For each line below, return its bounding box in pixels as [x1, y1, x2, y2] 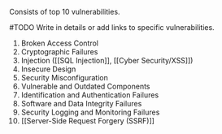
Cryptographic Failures [20, 47, 98, 56]
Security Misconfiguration [20, 73, 108, 82]
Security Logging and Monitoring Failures [20, 107, 160, 117]
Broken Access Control [20, 38, 98, 48]
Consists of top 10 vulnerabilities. [9, 7, 120, 16]
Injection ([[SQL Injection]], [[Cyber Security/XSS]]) [20, 56, 194, 65]
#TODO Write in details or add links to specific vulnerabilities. [9, 23, 215, 32]
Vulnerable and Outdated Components [20, 81, 150, 91]
